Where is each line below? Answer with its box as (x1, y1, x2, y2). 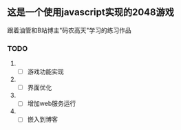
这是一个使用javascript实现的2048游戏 (7, 6, 174, 19)
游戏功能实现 (27, 67, 64, 76)
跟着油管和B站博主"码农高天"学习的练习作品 (7, 26, 132, 34)
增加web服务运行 (27, 99, 76, 108)
